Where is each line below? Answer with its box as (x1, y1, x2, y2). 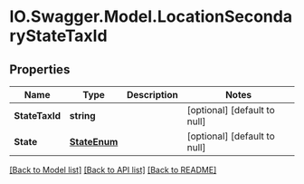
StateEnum (69, 136, 119, 148)
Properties (9, 62, 71, 77)
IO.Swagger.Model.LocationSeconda (9, 6, 292, 27)
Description (126, 89, 178, 101)
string (69, 110, 97, 121)
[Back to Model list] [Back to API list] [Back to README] (9, 165, 217, 175)
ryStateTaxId (9, 25, 108, 46)
